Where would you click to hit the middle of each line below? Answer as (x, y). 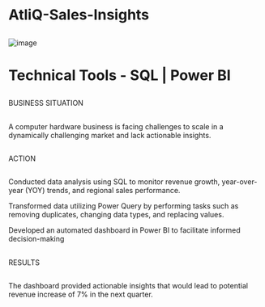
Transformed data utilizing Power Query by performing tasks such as (124, 206)
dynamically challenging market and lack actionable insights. (110, 135)
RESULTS (24, 262)
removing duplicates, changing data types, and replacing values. (116, 215)
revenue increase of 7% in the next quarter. (81, 294)
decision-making (36, 239)
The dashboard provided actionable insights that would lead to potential (128, 286)
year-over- (239, 182)
